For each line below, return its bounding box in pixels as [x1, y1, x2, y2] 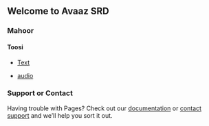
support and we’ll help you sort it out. [7, 111, 113, 119]
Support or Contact [7, 88, 74, 98]
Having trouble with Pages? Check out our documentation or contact [7, 104, 201, 112]
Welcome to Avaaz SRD [7, 5, 109, 17]
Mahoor [7, 26, 34, 36]
